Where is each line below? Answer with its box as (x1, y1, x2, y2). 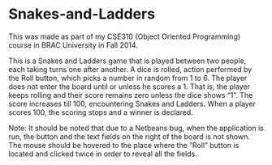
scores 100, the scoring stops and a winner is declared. (8, 107, 193, 117)
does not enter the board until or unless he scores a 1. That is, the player (8, 82, 250, 91)
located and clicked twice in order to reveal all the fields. (8, 149, 197, 159)
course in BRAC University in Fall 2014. (8, 40, 138, 49)
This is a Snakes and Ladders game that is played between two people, (8, 56, 247, 66)
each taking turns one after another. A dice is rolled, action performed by (8, 64, 253, 74)
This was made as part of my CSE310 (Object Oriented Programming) (8, 32, 241, 41)
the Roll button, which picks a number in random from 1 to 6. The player (8, 73, 248, 82)
